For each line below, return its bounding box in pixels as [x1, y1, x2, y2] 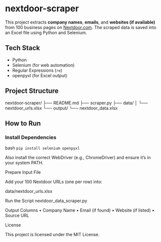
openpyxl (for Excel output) [12, 72, 68, 79]
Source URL [5, 213, 29, 218]
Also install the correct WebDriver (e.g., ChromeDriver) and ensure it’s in [5, 155, 151, 161]
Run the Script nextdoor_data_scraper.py [5, 198, 87, 204]
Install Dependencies [5, 134, 57, 140]
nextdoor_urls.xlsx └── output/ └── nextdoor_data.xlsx [5, 105, 118, 111]
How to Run [5, 119, 41, 128]
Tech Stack [5, 44, 40, 52]
